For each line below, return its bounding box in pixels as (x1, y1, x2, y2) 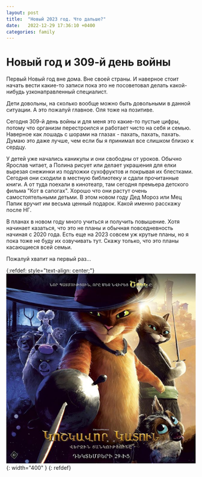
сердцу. (6, 143, 26, 151)
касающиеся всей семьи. (6, 244, 72, 251)
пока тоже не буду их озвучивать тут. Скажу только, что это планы (6, 237, 179, 245)
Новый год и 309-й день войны (6, 55, 171, 69)
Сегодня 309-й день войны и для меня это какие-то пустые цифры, (6, 118, 180, 125)
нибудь (6, 88, 25, 96)
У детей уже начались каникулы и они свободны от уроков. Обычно (6, 155, 182, 163)
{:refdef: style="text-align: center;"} (6, 267, 95, 274)
